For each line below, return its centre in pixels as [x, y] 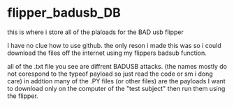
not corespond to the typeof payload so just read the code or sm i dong [110, 74]
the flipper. [23, 96]
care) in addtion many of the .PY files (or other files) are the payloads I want [116, 81]
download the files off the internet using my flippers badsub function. [107, 53]
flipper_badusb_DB [64, 13]
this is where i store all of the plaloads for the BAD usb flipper [95, 32]
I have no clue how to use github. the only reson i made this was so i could [114, 45]
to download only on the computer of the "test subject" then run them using [116, 88]
